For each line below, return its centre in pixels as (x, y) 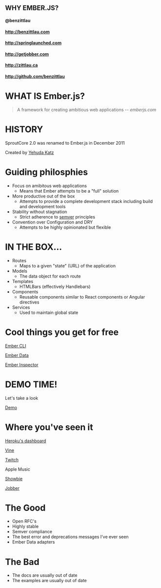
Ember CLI (16, 346)
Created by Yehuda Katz (30, 152)
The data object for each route (50, 276)
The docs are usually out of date (45, 575)
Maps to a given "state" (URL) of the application (68, 265)
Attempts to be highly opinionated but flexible (65, 227)
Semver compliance (32, 532)
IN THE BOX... (34, 247)
